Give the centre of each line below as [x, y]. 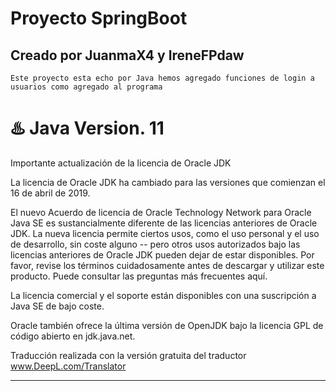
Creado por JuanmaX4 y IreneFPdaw [127, 55]
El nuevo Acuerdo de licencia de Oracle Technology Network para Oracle [161, 212]
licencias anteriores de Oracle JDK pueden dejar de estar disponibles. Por [162, 254]
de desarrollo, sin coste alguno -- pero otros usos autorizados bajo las [155, 244]
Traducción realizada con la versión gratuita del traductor [128, 355]
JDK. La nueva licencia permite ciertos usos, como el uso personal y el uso [165, 233]
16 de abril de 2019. [50, 193]
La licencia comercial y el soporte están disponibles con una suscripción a [163, 295]
